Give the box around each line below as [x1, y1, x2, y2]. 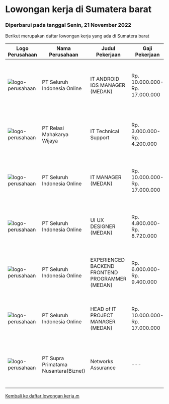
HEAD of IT [90, 306, 117, 313]
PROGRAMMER [90, 275, 127, 282]
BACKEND [90, 263, 115, 270]
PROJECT [90, 312, 114, 319]
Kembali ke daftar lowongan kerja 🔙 [5, 393, 79, 399]
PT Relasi [42, 125, 64, 132]
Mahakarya [42, 131, 69, 138]
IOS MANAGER [90, 82, 126, 89]
